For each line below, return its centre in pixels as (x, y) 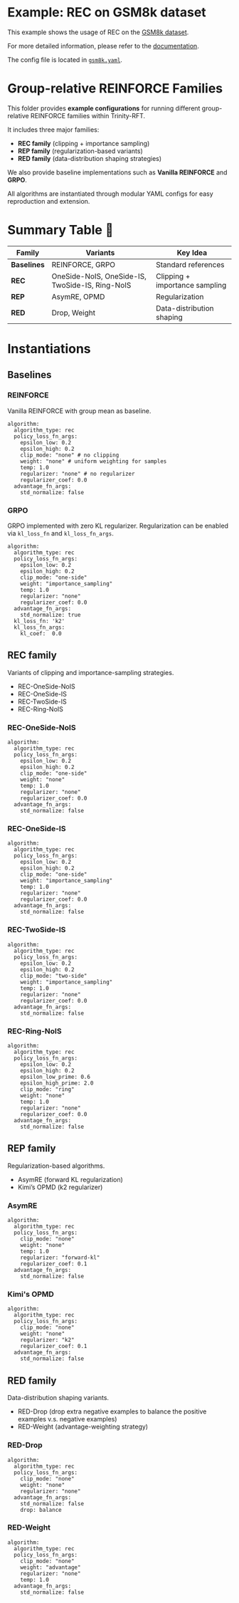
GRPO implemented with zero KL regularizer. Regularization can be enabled (118, 526)
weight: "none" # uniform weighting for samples (94, 461)
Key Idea (192, 252)
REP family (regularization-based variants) (80, 151)
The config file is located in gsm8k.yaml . (65, 59)
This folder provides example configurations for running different (104, 108)
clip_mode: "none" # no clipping (70, 455)
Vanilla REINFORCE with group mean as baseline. (79, 411)
